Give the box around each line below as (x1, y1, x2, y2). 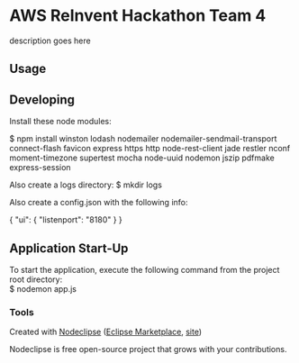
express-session (9, 162, 71, 173)
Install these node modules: (9, 116, 112, 127)
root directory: (9, 274, 63, 285)
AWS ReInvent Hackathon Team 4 (9, 5, 267, 26)
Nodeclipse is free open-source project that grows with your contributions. (9, 344, 287, 355)
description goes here (9, 35, 92, 46)
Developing (9, 92, 75, 107)
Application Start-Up (9, 240, 129, 256)
